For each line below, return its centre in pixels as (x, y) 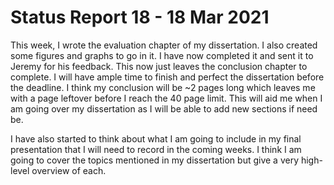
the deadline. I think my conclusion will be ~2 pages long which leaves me (163, 87)
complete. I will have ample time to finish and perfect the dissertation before (167, 77)
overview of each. (69, 170)
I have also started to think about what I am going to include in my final (156, 138)
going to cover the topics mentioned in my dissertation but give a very (155, 160)
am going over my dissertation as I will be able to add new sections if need (164, 108)
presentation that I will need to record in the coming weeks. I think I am (156, 149)
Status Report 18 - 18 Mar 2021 (140, 17)
